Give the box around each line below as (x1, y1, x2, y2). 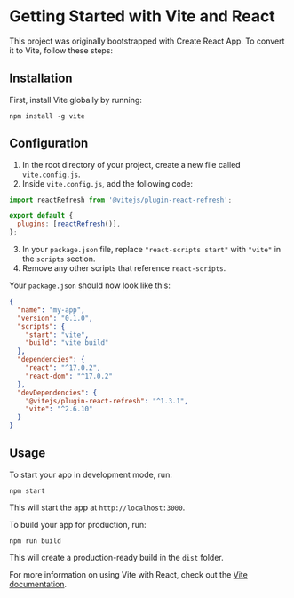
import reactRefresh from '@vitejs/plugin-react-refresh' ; (9, 195, 233, 204)
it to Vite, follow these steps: (9, 44, 114, 55)
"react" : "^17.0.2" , (25, 363, 101, 372)
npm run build (9, 536, 62, 546)
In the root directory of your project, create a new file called (21, 159, 242, 170)
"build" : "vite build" (25, 339, 109, 347)
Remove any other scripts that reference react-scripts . (21, 263, 226, 274)
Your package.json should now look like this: (9, 280, 171, 291)
